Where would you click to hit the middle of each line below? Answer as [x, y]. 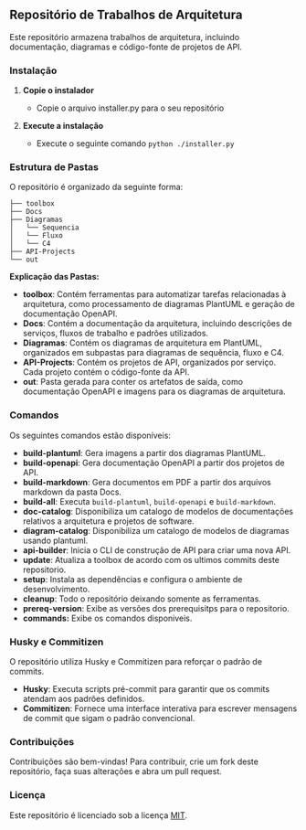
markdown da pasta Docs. [72, 492]
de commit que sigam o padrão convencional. [109, 718]
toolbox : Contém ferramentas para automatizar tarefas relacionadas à [154, 294]
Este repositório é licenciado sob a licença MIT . [98, 815]
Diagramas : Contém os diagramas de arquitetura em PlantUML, [142, 343]
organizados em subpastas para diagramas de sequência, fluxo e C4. [153, 353]
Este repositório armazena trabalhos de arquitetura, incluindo [125, 37]
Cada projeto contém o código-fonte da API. [106, 372]
